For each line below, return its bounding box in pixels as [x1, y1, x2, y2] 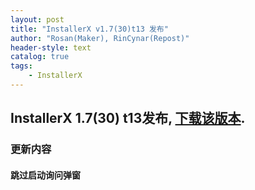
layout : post [10, 14, 65, 25]
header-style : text [10, 42, 92, 53]
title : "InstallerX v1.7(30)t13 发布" [10, 24, 169, 34]
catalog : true [10, 52, 70, 62]
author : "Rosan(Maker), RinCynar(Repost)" [10, 33, 190, 43]
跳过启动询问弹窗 [10, 169, 81, 181]
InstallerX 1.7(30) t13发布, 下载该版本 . [10, 110, 246, 127]
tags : [10, 61, 33, 71]
